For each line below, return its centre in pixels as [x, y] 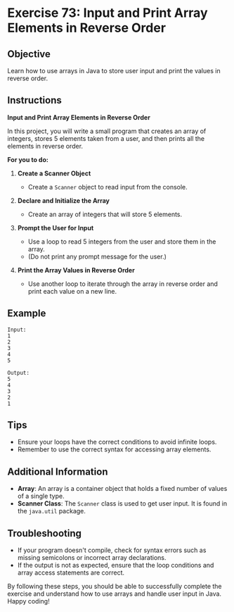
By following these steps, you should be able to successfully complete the [115, 587]
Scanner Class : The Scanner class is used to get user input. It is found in [122, 504]
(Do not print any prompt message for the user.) [97, 256]
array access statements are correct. [71, 573]
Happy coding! [29, 601]
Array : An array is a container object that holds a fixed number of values [122, 489]
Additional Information [58, 472]
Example [27, 314]
